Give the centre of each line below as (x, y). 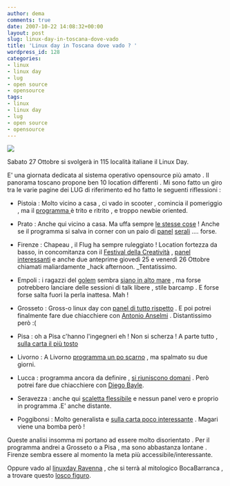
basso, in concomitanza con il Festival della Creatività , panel (104, 252)
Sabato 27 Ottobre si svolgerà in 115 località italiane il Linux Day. (98, 162)
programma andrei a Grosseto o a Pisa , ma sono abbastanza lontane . (107, 447)
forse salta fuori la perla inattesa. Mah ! (73, 295)
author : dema (26, 13)
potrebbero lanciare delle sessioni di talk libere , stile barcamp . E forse (118, 288)
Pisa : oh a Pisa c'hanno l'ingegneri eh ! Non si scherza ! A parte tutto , (117, 337)
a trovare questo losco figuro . (49, 476)
